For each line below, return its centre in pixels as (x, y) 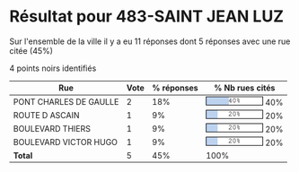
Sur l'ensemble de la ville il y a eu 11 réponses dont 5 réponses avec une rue (150, 41)
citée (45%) (31, 50)
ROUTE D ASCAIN (46, 115)
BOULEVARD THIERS (52, 129)
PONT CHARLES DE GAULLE (66, 101)
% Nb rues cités (245, 88)
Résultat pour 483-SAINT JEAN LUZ (147, 17)
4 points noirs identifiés (53, 68)
